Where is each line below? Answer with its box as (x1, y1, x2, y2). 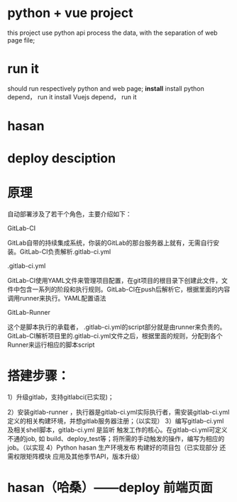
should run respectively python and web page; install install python (7, 84, 204, 93)
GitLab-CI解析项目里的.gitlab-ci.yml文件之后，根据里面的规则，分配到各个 (7, 332, 223, 340)
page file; (7, 35, 35, 44)
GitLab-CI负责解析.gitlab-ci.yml (19, 247, 111, 256)
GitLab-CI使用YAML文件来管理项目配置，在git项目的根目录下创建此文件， (7, 277, 222, 285)
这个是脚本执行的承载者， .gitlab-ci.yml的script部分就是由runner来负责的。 (7, 323, 226, 331)
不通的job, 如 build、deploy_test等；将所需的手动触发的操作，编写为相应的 (7, 435, 225, 443)
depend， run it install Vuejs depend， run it (7, 92, 137, 101)
